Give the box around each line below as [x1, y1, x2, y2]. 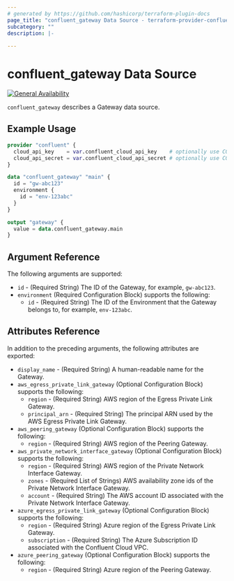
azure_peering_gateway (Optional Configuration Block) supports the [17, 550, 210, 559]
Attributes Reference [7, 325, 100, 337]
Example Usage [7, 123, 77, 135]
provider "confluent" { [7, 141, 77, 149]
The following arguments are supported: [7, 270, 123, 278]
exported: [7, 351, 36, 360]
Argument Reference [7, 251, 100, 263]
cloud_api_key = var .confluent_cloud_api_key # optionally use [13, 148, 219, 155]
